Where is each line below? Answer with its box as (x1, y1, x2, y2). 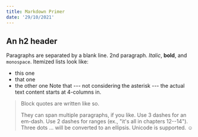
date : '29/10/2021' (6, 14, 55, 20)
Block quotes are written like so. (20, 100, 100, 107)
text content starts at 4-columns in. (14, 88, 102, 95)
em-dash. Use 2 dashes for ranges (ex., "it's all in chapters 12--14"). (20, 118, 188, 125)
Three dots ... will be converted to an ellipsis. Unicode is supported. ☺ (20, 124, 193, 131)
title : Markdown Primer (6, 8, 65, 15)
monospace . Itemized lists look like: (6, 58, 89, 65)
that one (14, 76, 36, 83)
